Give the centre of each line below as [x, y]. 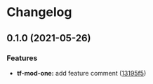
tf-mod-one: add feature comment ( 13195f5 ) [81, 73]
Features [22, 58]
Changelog [39, 12]
